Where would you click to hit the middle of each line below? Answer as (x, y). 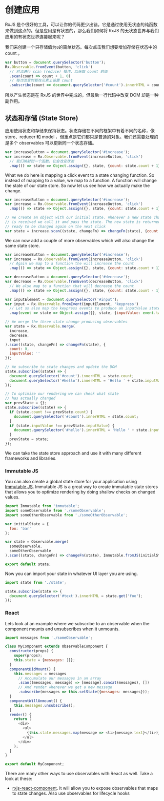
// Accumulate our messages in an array (60, 678)
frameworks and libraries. (31, 458)
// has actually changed (30, 398)
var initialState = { (27, 524)
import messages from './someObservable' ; (49, 637)
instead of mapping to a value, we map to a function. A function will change (81, 180)
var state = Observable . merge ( (37, 542)
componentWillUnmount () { (36, 701)
